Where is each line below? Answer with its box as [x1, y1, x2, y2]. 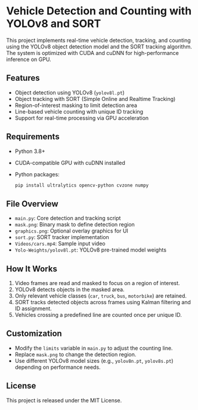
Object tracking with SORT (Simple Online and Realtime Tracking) [14, 95, 176, 102]
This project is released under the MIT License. [6, 396, 122, 404]
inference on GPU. [6, 56, 52, 63]
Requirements [6, 131, 60, 142]
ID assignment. [14, 305, 52, 312]
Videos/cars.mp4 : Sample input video [14, 240, 106, 247]
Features [6, 73, 40, 83]
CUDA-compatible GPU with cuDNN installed [14, 159, 125, 166]
